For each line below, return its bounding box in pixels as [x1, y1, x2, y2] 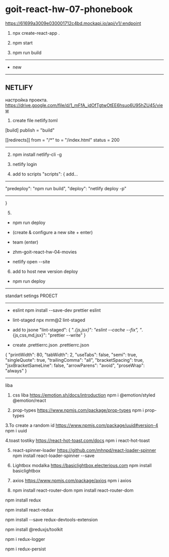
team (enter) [12, 239, 39, 245]
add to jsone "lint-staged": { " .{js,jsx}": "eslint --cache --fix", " [12, 326, 142, 332]
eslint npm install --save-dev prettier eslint [12, 307, 101, 313]
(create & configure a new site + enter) [12, 229, 93, 235]
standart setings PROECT [5, 293, 58, 299]
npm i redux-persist [5, 546, 46, 552]
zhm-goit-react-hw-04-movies [12, 249, 77, 255]
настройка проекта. [5, 97, 48, 103]
